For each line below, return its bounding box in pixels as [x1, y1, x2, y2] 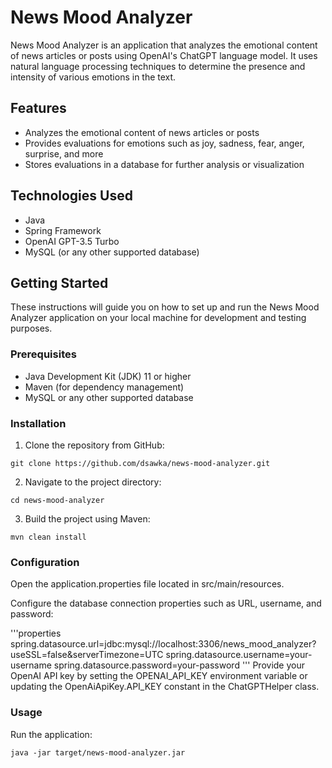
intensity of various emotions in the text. [10, 71, 177, 83]
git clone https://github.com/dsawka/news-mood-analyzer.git [10, 458, 271, 468]
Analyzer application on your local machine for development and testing [10, 312, 307, 324]
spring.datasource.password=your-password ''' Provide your [53, 659, 305, 671]
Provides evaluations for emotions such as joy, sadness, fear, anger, [24, 137, 305, 149]
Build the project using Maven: [24, 512, 151, 525]
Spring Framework [24, 224, 102, 236]
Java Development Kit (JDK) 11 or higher [24, 370, 192, 382]
